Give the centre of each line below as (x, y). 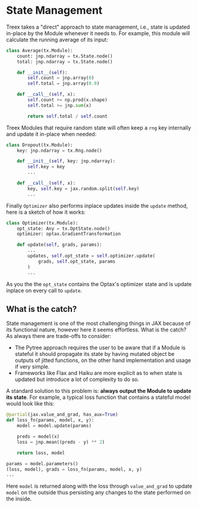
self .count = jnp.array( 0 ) (61, 78)
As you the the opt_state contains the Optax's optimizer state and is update (99, 284)
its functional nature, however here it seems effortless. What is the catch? (96, 330)
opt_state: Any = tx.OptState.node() (64, 228)
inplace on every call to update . (44, 290)
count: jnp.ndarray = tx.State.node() (65, 56)
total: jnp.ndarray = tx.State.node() (65, 62)
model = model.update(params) (54, 426)
